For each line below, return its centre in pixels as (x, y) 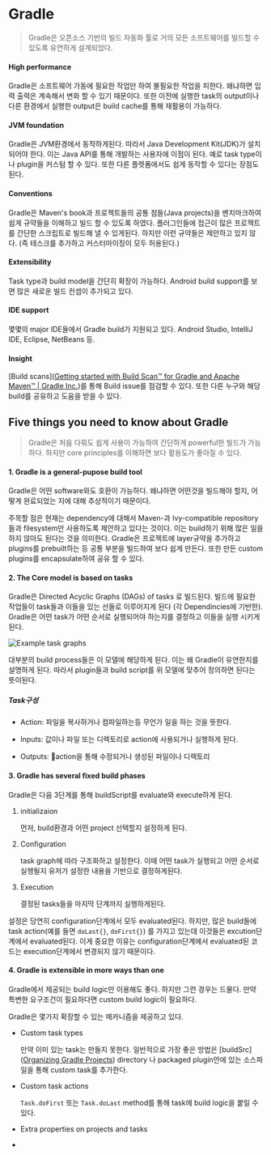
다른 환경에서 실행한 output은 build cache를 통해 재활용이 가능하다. (115, 106)
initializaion (39, 811)
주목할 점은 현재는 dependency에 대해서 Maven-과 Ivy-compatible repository (133, 518)
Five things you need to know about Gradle (119, 422)
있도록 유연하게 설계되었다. (70, 47)
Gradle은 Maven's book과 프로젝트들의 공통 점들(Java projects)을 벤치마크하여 (135, 212)
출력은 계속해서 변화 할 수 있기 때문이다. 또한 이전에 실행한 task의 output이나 (138, 96)
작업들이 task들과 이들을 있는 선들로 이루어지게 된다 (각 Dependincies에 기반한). (135, 607)
